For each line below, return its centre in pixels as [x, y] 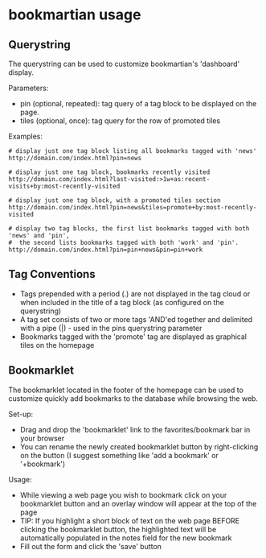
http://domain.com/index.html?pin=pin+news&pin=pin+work [106, 250]
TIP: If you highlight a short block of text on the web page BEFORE [130, 520]
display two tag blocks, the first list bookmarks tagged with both [133, 229]
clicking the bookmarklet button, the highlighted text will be [118, 529]
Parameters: [29, 88]
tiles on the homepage [57, 345]
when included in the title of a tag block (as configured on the [122, 302]
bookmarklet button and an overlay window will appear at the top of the [138, 503]
